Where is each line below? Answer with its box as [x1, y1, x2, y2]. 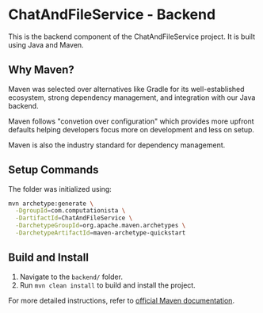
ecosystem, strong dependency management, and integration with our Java [8, 93, 256, 102]
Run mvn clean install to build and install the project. [19, 280, 196, 290]
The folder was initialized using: [8, 184, 112, 193]
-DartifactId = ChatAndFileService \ [15, 214, 133, 223]
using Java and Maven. [8, 40, 85, 49]
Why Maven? [8, 63, 75, 77]
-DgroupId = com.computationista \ [15, 207, 126, 215]
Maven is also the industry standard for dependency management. [8, 140, 226, 150]
